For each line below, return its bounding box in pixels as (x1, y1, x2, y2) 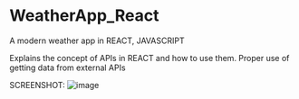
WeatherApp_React (9, 5, 160, 26)
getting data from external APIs (9, 62, 126, 73)
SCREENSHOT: (9, 79, 65, 90)
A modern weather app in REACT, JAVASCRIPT (9, 35, 185, 46)
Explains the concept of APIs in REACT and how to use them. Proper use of (9, 52, 290, 63)
